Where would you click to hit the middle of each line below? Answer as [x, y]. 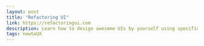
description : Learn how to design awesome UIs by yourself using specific [103, 28]
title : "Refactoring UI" [38, 17]
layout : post [23, 12]
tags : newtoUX [24, 34]
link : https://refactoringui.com [49, 23]
